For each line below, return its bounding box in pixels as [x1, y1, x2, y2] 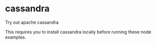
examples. [5, 34, 26, 40]
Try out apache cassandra [5, 19, 59, 25]
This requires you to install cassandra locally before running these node [5, 29, 152, 35]
